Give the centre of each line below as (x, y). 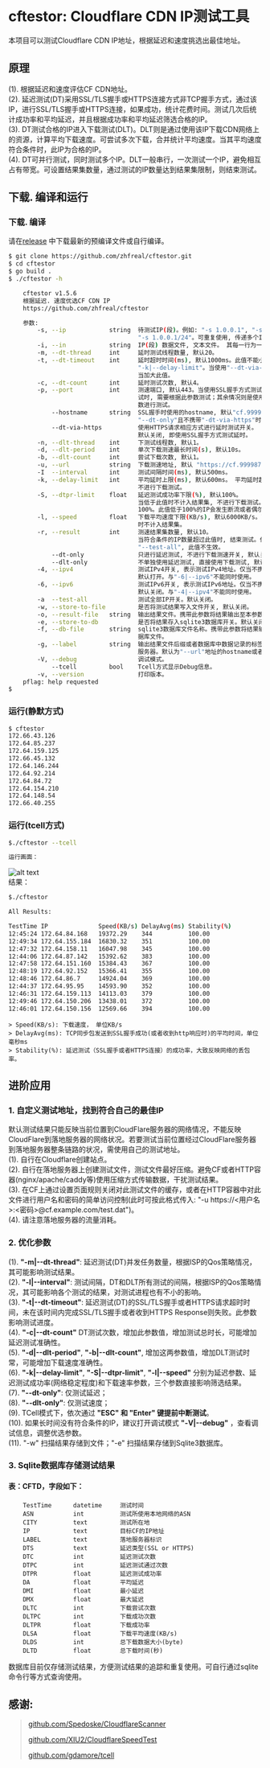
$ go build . (30, 271)
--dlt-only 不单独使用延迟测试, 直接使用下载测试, (151, 562)
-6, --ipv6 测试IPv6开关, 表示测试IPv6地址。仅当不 (147, 585)
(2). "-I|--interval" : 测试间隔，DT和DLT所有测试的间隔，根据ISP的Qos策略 (131, 1282)
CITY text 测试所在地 (86, 1522)
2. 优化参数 (30, 1243)
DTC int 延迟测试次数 (90, 1556)
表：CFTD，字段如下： (46, 1486)
